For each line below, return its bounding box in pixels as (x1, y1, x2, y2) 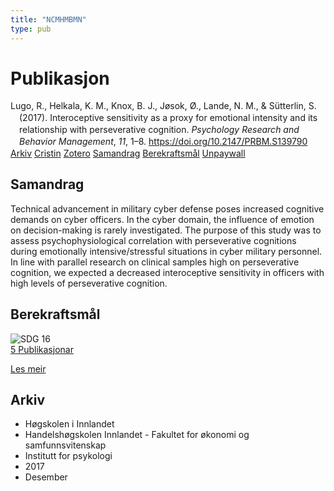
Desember (24, 471, 68, 483)
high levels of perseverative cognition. (10, 277, 168, 289)
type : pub (10, 24, 52, 34)
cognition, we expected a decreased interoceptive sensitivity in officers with (10, 266, 325, 278)
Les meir (10, 362, 47, 375)
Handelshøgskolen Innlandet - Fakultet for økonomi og (24, 429, 250, 441)
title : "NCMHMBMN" (10, 14, 87, 25)
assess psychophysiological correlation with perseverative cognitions (10, 234, 297, 246)
